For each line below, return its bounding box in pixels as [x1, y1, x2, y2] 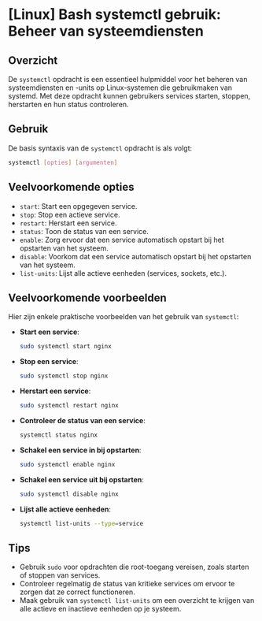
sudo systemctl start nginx [19, 343, 112, 351]
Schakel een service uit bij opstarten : [19, 474, 144, 484]
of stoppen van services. [19, 571, 101, 580]
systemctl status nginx [19, 431, 98, 439]
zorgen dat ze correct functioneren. [19, 587, 135, 597]
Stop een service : [19, 357, 79, 366]
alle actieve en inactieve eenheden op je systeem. [19, 604, 182, 614]
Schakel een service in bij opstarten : [19, 445, 142, 455]
